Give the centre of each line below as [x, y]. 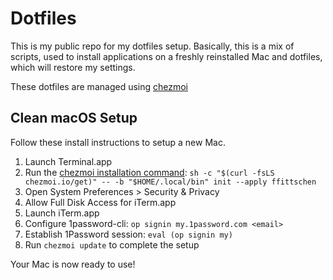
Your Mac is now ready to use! [73, 264]
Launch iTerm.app [62, 213]
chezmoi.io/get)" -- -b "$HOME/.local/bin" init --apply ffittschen [170, 182]
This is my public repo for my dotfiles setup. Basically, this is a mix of [152, 46]
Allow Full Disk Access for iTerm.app [100, 202]
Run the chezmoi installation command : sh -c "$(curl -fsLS [149, 172]
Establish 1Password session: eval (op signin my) [128, 234]
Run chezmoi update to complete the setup [112, 244]
